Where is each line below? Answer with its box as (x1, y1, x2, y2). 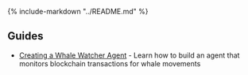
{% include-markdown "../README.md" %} (7, 7, 149, 16)
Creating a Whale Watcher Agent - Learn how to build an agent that (18, 51, 240, 60)
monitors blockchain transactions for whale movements (18, 58, 201, 68)
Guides (7, 29, 45, 43)
